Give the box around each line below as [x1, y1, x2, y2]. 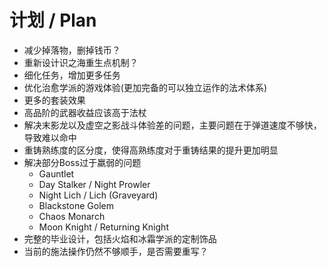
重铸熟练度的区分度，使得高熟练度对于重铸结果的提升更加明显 [23, 144, 279, 156]
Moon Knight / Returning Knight [38, 221, 169, 233]
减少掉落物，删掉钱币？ [23, 44, 121, 56]
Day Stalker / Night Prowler [38, 178, 151, 190]
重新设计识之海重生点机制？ [23, 56, 139, 68]
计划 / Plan [9, 9, 97, 32]
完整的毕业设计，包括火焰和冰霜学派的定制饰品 [23, 232, 217, 245]
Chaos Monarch [38, 210, 106, 222]
